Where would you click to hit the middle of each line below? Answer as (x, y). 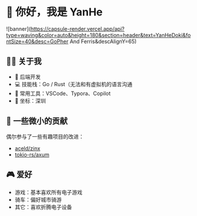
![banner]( (18, 29)
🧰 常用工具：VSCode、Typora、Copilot (62, 93)
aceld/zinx (27, 148)
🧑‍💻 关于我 (24, 62)
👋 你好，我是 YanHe (54, 12)
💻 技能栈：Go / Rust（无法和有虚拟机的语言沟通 (74, 84)
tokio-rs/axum (32, 155)
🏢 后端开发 (28, 77)
